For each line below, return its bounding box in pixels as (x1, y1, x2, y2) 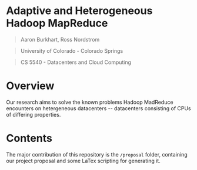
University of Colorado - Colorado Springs (20, 47, 123, 54)
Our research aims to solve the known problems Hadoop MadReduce (6, 98, 173, 106)
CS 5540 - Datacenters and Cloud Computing (20, 59, 131, 66)
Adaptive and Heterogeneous (6, 4, 153, 18)
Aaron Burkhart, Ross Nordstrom (20, 36, 100, 43)
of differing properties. (6, 111, 61, 118)
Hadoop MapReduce (6, 16, 108, 30)
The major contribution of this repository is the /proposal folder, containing (6, 151, 188, 158)
